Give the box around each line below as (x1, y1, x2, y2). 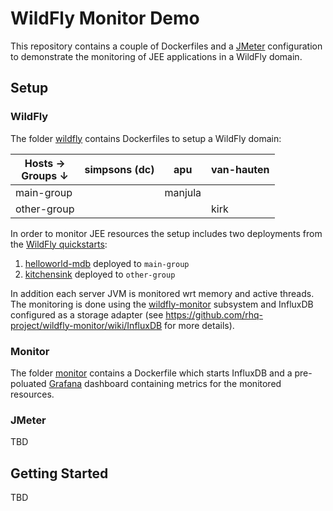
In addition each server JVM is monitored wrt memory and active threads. (10, 287, 315, 299)
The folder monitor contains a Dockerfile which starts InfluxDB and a (10, 367, 293, 379)
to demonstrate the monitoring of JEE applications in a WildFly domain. (10, 50, 303, 62)
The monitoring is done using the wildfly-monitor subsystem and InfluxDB (10, 298, 314, 310)
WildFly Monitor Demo (10, 7, 200, 30)
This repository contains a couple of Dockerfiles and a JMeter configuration (10, 40, 323, 52)
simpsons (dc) (84, 162, 155, 176)
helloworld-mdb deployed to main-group (24, 257, 190, 269)
